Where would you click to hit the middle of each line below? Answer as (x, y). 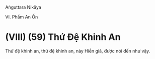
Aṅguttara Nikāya (23, 7)
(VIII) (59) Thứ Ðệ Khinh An (63, 37)
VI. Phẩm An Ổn (22, 17)
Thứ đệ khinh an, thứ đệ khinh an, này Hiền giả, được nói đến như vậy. (78, 51)
